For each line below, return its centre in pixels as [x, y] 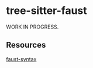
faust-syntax [21, 59]
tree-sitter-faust [47, 11]
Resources [26, 45]
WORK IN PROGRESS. [32, 27]
